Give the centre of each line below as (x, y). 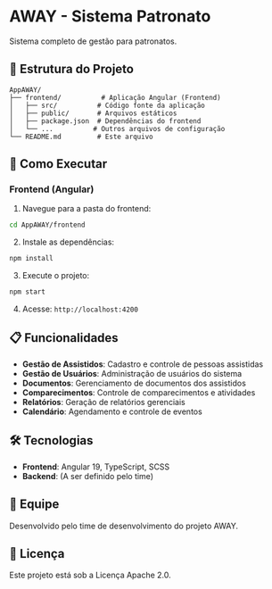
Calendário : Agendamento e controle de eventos (112, 411)
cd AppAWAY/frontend (48, 225)
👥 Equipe (34, 505)
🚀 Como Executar (58, 164)
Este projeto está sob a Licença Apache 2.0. (90, 575)
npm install (31, 259)
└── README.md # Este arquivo (81, 137)
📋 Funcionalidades (64, 338)
